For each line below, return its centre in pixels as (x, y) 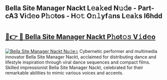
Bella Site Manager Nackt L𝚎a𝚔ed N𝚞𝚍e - (71, 8)
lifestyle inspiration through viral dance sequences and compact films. (78, 62)
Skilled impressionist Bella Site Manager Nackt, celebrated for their (74, 67)
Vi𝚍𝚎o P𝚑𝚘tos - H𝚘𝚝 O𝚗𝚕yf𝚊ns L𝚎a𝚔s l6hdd (91, 16)
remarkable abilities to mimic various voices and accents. (64, 73)
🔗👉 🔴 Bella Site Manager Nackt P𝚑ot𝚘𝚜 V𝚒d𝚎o (80, 37)
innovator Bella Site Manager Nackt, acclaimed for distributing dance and (81, 57)
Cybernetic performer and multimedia (118, 51)
